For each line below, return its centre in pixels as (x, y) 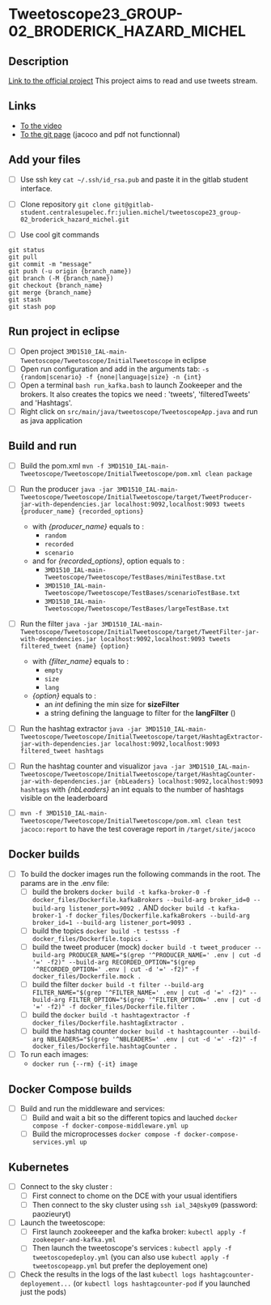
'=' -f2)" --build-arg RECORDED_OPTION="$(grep (114, 962)
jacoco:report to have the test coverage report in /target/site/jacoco (138, 828)
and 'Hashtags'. (46, 403)
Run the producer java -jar (66, 489)
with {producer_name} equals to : (88, 526)
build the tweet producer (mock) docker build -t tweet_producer (141, 947)
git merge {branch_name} (50, 293)
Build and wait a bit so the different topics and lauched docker (135, 1117)
